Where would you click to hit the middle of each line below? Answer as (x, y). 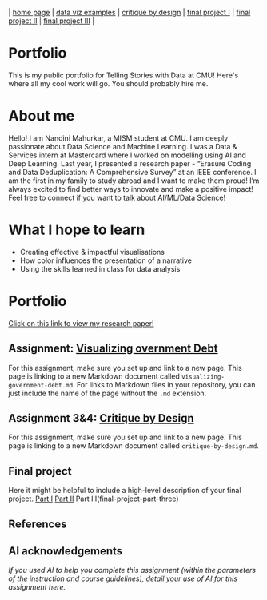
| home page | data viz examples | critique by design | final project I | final (130, 12)
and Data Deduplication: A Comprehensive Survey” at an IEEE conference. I (133, 172)
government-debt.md (41, 385)
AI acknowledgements (66, 551)
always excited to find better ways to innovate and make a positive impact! (131, 189)
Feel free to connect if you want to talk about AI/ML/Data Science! (117, 197)
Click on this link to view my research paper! (81, 323)
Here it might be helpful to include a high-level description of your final (125, 491)
